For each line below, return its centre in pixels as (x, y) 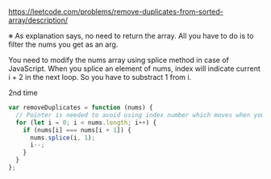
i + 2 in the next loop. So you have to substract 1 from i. (100, 77)
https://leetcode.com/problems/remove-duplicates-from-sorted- (116, 12)
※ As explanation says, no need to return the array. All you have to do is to (131, 36)
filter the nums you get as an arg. (63, 44)
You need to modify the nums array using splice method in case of (119, 60)
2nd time (23, 93)
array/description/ (38, 20)
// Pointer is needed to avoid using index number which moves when (133, 115)
